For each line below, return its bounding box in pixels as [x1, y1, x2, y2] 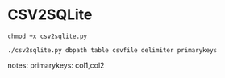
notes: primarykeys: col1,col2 [7, 60, 105, 70]
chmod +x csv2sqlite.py [7, 32, 88, 40]
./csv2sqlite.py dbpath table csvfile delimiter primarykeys [7, 46, 218, 54]
